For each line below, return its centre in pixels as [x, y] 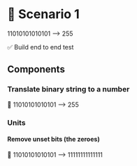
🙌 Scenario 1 [44, 14]
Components [36, 69]
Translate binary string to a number [68, 89]
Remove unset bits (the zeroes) [53, 139]
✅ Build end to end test [41, 47]
